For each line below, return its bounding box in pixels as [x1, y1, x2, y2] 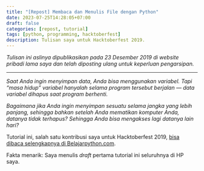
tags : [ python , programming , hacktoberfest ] [6, 32, 121, 38]
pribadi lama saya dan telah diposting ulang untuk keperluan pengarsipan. [6, 60, 194, 67]
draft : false [6, 20, 39, 26]
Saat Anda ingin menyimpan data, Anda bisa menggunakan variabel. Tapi [6, 78, 192, 85]
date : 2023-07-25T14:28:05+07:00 [6, 15, 91, 21]
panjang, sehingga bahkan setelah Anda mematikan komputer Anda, [6, 109, 180, 116]
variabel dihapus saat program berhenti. [6, 90, 108, 98]
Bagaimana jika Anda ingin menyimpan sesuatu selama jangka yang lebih [6, 102, 192, 109]
